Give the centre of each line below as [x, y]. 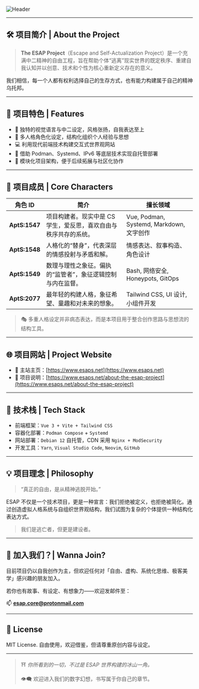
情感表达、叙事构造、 [156, 245]
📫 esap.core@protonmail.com [45, 603]
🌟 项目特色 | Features [45, 114]
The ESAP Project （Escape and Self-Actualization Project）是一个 [102, 53]
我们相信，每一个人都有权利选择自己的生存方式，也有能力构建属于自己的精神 [99, 80]
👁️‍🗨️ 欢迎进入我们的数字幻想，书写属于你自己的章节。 [86, 679]
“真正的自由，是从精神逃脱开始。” [61, 489]
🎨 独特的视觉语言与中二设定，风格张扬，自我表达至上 [79, 129]
